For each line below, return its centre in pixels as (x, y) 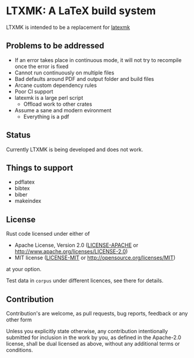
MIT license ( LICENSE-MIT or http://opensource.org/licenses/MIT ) (95, 258)
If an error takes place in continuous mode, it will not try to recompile (98, 60)
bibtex (22, 188)
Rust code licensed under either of (48, 234)
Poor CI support (34, 91)
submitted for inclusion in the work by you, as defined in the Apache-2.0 (93, 337)
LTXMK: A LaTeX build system (81, 11)
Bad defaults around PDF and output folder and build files (84, 79)
